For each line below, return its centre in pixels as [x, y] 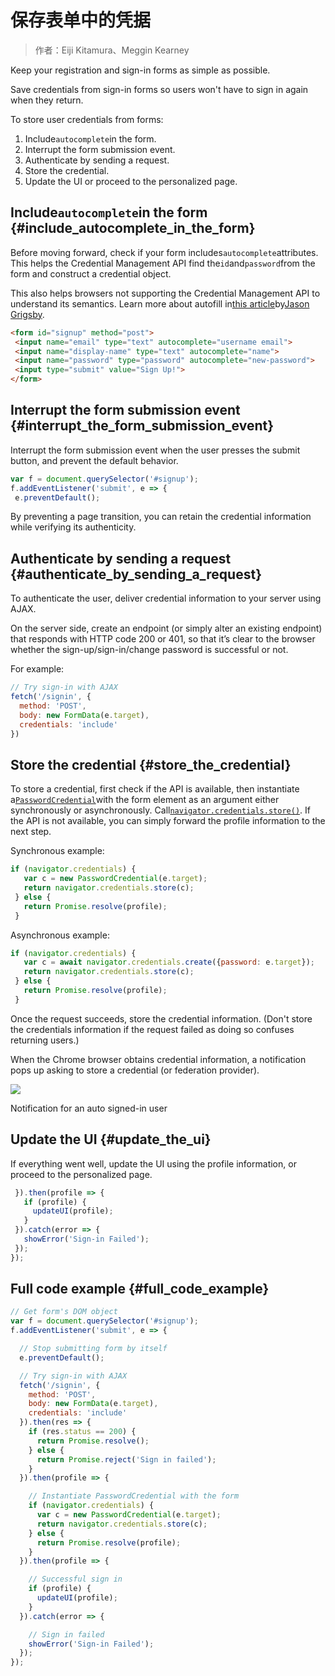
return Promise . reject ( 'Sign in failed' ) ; [126, 1459]
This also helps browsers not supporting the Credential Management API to [165, 293]
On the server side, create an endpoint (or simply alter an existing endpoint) [166, 628]
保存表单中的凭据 [81, 20]
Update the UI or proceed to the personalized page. [131, 181]
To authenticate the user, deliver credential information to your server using [166, 598]
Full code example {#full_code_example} [140, 1289]
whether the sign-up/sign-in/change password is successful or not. [149, 650]
